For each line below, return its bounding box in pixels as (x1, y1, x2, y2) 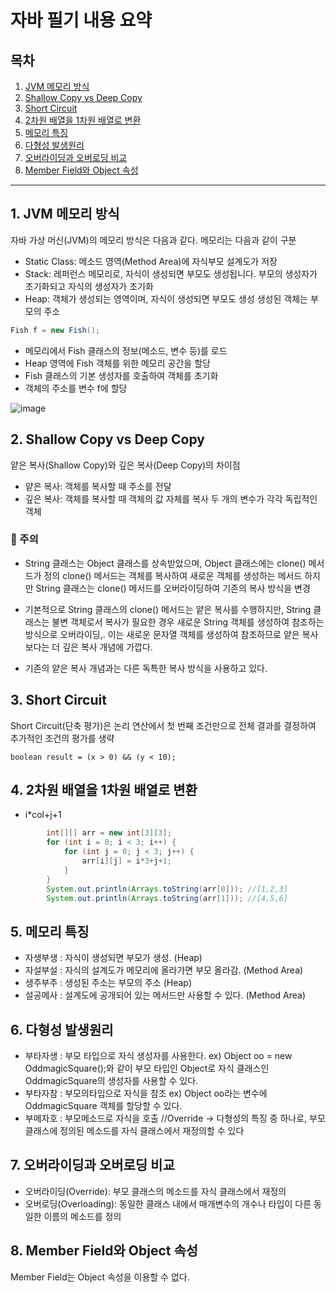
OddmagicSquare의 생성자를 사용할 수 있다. (24, 1075, 199, 1087)
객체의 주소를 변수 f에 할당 (24, 382, 128, 394)
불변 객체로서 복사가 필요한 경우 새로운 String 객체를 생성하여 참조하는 (51, 616, 325, 628)
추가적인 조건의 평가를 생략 (10, 732, 115, 744)
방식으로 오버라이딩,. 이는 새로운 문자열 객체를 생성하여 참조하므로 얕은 (24, 628, 300, 640)
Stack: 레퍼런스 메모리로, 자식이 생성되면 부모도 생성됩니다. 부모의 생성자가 (24, 267, 318, 280)
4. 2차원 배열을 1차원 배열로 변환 (10, 782, 198, 798)
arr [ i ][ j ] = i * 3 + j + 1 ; (81, 856, 172, 866)
